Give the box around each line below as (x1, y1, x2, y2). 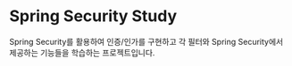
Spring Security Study (9, 6, 178, 26)
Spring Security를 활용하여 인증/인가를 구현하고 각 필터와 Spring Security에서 (9, 36, 284, 47)
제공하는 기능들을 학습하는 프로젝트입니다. (9, 47, 155, 58)
